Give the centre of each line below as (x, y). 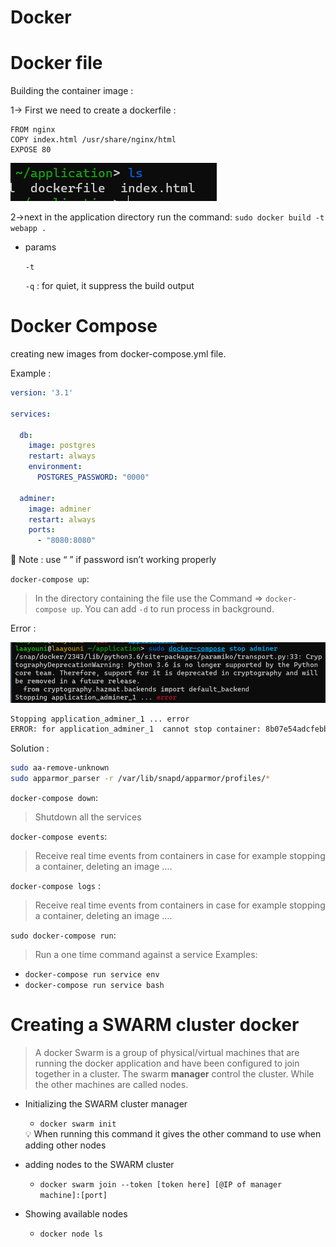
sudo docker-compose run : (63, 935)
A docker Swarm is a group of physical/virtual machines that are (167, 1052)
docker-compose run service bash (94, 986)
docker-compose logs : (56, 886)
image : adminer (60, 509)
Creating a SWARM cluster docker (155, 1025)
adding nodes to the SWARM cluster (99, 1164)
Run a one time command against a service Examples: (146, 955)
